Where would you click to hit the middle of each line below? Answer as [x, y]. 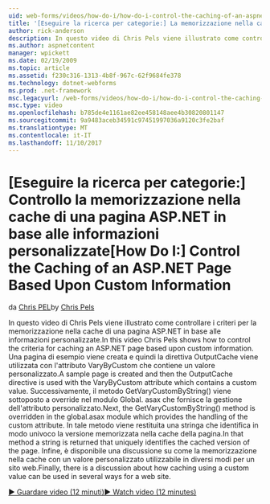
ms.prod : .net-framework [50, 90]
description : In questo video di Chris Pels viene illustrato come [124, 38]
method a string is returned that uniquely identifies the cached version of [129, 442]
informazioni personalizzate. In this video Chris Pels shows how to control [129, 340]
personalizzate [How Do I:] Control [125, 251]
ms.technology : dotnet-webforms [62, 83]
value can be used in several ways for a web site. [90, 477]
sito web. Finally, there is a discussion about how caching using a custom [129, 468]
